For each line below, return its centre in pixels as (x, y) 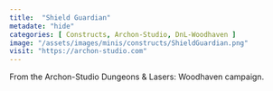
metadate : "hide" (42, 26)
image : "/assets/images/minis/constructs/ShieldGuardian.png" (129, 43)
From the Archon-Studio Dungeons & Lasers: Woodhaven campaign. (137, 77)
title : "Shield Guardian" (60, 18)
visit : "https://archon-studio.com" (78, 51)
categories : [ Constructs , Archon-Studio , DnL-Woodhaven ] (123, 34)
